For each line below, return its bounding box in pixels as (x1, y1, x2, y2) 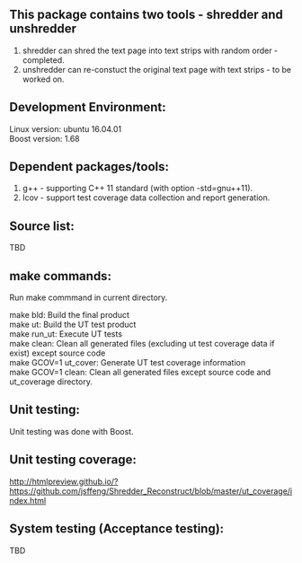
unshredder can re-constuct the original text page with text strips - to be (22, 64, 292, 75)
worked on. (22, 74, 65, 84)
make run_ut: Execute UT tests (9, 329, 123, 339)
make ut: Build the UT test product (9, 319, 137, 330)
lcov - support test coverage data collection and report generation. (22, 192, 271, 203)
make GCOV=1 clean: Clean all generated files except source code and (9, 367, 271, 378)
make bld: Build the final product (9, 310, 130, 321)
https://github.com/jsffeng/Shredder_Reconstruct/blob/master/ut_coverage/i (9, 485, 293, 497)
